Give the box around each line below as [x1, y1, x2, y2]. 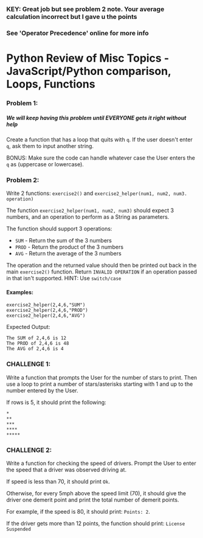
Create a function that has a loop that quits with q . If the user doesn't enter [6, 136, 193, 143]
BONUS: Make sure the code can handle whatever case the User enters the [6, 154, 196, 161]
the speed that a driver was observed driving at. [6, 466, 126, 473]
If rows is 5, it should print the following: [6, 398, 106, 406]
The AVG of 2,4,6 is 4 [6, 346, 64, 352]
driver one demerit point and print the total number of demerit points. [6, 496, 179, 504]
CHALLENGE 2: [6, 445, 52, 454]
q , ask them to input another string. [6, 142, 94, 149]
